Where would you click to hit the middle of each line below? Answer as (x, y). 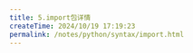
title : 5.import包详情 (50, 18)
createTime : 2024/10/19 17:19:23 (72, 26)
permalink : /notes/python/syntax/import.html (96, 34)
